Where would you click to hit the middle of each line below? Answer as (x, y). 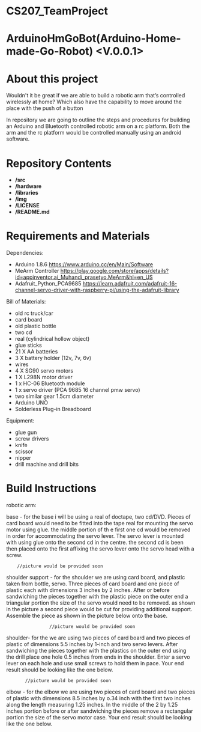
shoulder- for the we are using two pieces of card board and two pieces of (98, 638)
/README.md (32, 212)
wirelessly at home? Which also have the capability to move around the (94, 102)
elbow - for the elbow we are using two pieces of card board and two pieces (101, 692)
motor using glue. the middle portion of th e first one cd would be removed (98, 529)
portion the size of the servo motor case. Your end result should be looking (99, 718)
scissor (24, 451)
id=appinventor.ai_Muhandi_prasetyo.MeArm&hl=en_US (84, 277)
